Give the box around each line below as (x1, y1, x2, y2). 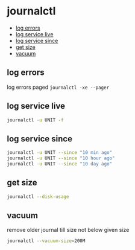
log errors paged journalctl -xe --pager (7, 83, 110, 91)
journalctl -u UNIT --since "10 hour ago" (7, 155, 115, 161)
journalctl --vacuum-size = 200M (7, 238, 86, 244)
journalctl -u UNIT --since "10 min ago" (7, 150, 113, 156)
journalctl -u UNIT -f (7, 117, 64, 123)
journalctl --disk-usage (7, 193, 69, 200)
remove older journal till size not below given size (7, 226, 130, 234)
